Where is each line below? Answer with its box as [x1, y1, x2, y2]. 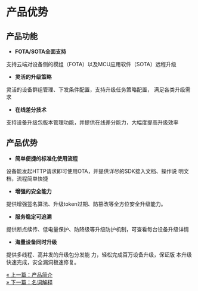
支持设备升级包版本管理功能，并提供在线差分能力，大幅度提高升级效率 [6, 119, 179, 126]
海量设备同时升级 [14, 238, 57, 245]
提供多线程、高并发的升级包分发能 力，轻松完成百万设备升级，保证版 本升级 [6, 251, 192, 258]
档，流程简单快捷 [6, 175, 48, 182]
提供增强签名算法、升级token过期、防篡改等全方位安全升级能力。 [6, 200, 166, 208]
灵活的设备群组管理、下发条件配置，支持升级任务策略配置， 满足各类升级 [6, 86, 185, 93]
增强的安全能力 [14, 187, 52, 194]
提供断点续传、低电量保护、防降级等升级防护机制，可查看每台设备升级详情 [6, 225, 189, 233]
